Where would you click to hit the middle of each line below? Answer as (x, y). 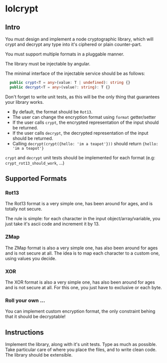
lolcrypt (22, 9)
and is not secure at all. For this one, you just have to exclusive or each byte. (83, 288)
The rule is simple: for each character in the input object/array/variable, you (83, 219)
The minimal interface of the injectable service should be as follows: (75, 73)
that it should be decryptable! (35, 317)
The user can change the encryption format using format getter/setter (84, 117)
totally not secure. (24, 209)
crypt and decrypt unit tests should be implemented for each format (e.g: (80, 157)
